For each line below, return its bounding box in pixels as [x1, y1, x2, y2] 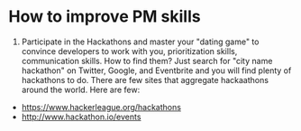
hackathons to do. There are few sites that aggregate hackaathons [21, 74, 269, 85]
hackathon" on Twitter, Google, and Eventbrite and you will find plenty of [21, 65, 292, 76]
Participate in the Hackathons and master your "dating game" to [21, 36, 260, 47]
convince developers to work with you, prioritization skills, [21, 45, 238, 56]
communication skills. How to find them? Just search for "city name [21, 55, 273, 66]
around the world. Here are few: [21, 84, 141, 95]
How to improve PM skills [8, 6, 201, 27]
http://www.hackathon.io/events [21, 111, 141, 122]
